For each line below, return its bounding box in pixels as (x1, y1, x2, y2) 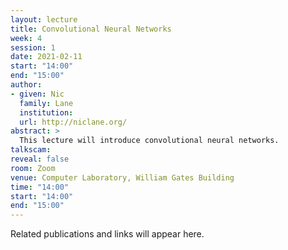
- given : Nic (10, 89, 65, 99)
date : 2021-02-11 (10, 52, 83, 62)
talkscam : (10, 145, 52, 155)
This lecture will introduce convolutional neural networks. (19, 136, 280, 146)
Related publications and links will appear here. (10, 228, 205, 240)
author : (10, 80, 43, 90)
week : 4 (10, 33, 43, 43)
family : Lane (19, 98, 74, 108)
